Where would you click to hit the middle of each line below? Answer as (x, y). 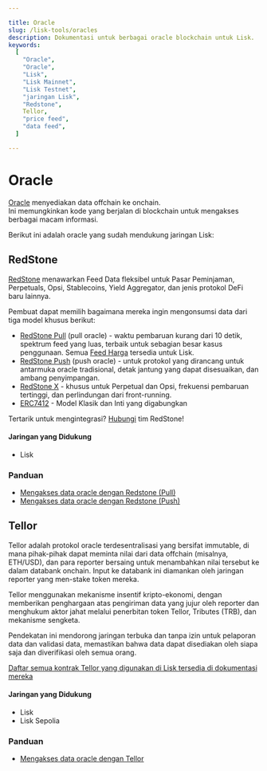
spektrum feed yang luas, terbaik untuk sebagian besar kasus (121, 344)
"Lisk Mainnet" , (50, 82)
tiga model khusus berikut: (52, 320)
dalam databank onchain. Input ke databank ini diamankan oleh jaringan (126, 570)
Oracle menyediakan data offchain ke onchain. (84, 202)
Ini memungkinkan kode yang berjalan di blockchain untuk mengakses (124, 210)
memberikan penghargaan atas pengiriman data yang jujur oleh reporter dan (134, 603)
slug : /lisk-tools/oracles (53, 30)
